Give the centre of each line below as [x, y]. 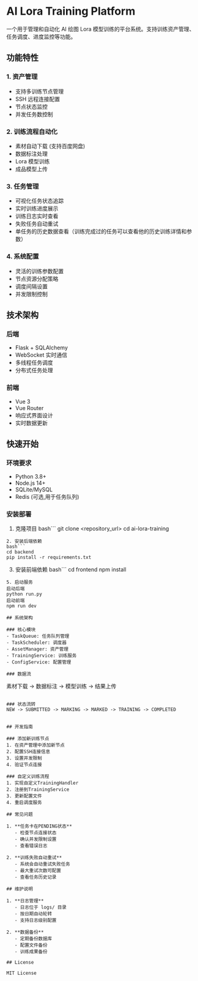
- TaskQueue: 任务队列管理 [38, 636]
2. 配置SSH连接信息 [28, 752]
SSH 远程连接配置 [38, 99]
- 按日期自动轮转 [33, 914]
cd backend [20, 552]
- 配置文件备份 [31, 946]
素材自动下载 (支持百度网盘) [50, 146]
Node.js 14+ [30, 483]
